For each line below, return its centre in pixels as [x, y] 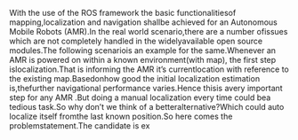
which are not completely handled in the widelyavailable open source [136, 41]
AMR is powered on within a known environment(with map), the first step [143, 60]
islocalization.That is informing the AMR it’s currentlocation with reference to [149, 69]
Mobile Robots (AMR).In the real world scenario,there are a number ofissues [149, 31]
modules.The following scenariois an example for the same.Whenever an [143, 51]
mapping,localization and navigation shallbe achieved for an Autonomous [144, 22]
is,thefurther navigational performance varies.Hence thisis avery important [146, 88]
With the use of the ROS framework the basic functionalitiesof [123, 13]
